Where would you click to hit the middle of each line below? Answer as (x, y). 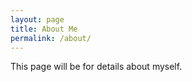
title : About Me (44, 29)
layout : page (37, 19)
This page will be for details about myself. (96, 67)
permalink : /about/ (51, 38)
